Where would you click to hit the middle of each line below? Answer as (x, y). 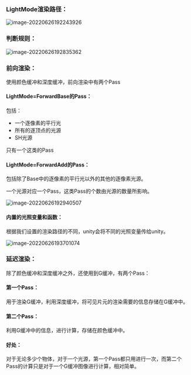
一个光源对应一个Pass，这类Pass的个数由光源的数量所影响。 (79, 191)
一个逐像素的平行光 (38, 123)
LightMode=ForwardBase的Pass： (49, 96)
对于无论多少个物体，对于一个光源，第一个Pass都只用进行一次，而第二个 (94, 359)
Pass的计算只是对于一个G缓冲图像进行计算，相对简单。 (73, 366)
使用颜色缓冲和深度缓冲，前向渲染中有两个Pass (63, 82)
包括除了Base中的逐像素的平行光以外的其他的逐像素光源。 (76, 179)
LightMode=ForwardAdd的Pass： (48, 165)
